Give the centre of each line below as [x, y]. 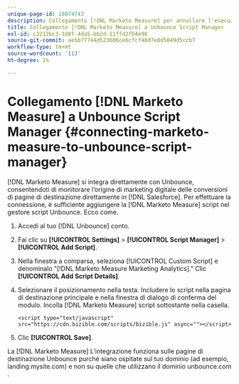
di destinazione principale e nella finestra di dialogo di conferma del [117, 297]
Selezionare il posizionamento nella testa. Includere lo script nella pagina [124, 289]
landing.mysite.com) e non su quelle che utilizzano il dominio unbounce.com [119, 366]
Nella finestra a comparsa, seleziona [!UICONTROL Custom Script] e [118, 261]
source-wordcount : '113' [44, 54]
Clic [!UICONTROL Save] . [55, 337]
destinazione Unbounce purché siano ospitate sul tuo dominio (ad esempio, [118, 358]
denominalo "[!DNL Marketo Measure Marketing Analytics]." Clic [112, 268]
